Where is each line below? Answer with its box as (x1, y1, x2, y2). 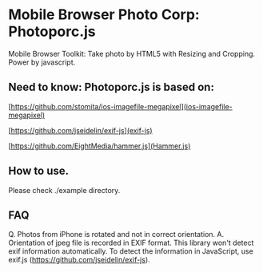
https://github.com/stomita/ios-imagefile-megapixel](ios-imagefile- (10, 101, 233, 111)
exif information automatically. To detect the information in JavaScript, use (8, 246, 253, 256)
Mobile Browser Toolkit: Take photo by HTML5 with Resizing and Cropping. (8, 49, 256, 58)
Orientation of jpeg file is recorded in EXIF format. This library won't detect (8, 238, 254, 248)
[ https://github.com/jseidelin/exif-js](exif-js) (8, 125, 153, 135)
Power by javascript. (8, 57, 76, 67)
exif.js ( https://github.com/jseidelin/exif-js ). (8, 255, 150, 265)
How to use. (8, 164, 70, 178)
